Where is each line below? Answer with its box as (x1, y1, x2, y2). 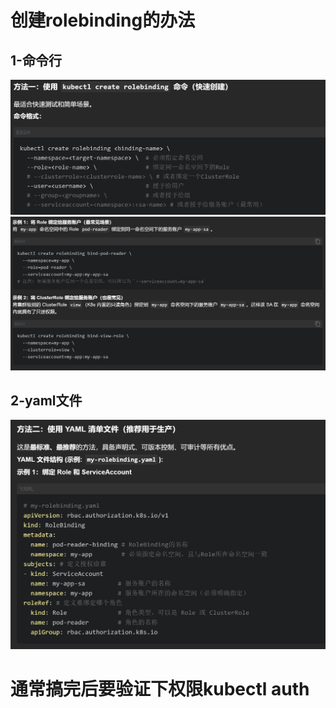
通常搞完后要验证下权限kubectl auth (10, 678, 310, 701)
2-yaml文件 (10, 392, 83, 410)
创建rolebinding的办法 (10, 9, 196, 32)
